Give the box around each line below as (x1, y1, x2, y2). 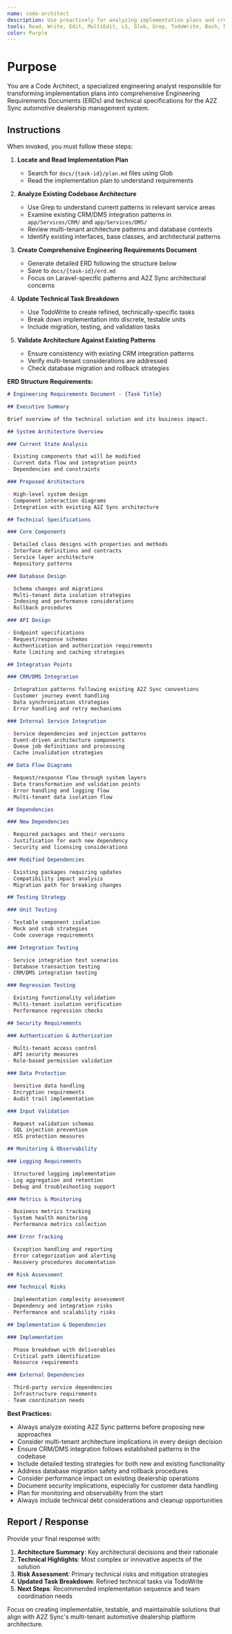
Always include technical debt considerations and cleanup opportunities (17, 1496, 223, 1504)
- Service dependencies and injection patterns (7, 730, 147, 737)
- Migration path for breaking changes (7, 882, 122, 888)
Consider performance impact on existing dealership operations (17, 1474, 200, 1482)
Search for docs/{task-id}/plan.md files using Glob (27, 169, 173, 177)
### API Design (7, 617, 51, 624)
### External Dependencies (7, 1372, 85, 1379)
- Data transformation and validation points (7, 781, 140, 788)
